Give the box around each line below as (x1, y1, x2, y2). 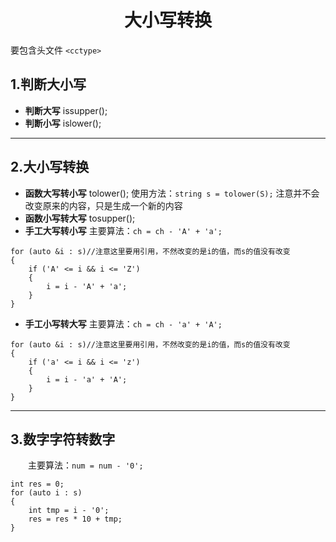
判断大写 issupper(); (24, 104, 108, 116)
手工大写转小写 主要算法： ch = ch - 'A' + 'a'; (24, 224, 223, 236)
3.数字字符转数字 (10, 431, 116, 448)
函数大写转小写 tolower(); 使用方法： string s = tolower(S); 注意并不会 (24, 187, 320, 199)
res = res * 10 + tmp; (28, 514, 123, 525)
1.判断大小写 (10, 76, 87, 93)
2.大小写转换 (10, 159, 90, 176)
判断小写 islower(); (24, 117, 102, 129)
